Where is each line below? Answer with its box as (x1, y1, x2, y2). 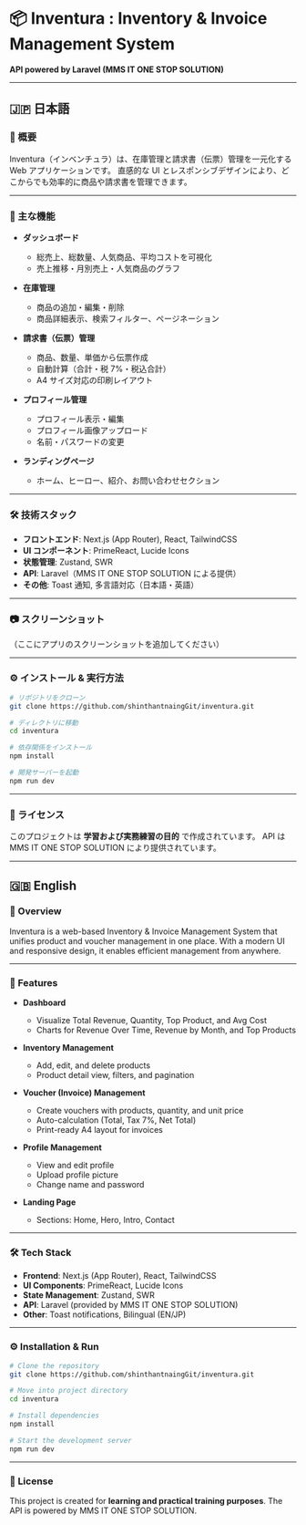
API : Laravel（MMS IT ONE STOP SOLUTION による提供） (22, 568, 241, 579)
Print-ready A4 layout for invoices (36, 1125, 164, 1136)
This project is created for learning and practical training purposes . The (9, 1495, 283, 1506)
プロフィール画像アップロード (36, 424, 148, 435)
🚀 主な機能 (9, 210, 56, 223)
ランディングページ (22, 455, 95, 466)
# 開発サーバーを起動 (9, 768, 79, 777)
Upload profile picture (36, 1169, 118, 1180)
